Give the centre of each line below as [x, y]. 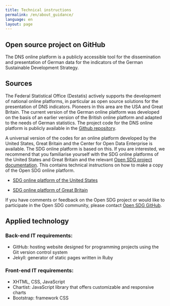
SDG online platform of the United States [55, 180]
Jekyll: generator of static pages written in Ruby [63, 257]
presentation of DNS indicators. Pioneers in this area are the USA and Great [84, 107]
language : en [19, 19]
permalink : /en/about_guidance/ [39, 15]
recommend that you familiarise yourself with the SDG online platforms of [82, 154]
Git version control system [40, 252]
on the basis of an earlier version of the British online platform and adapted [84, 117]
